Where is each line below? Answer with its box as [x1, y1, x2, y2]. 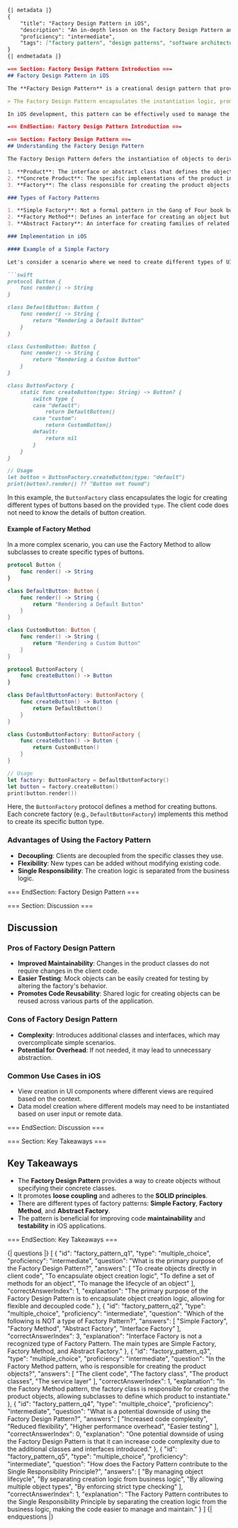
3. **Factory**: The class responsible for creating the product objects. [7, 181, 233, 188]
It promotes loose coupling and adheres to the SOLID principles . [17, 1191, 208, 1200]
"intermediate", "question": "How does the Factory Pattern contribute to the [7, 1459, 228, 1468]
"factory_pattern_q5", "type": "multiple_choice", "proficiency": [7, 1452, 188, 1461]
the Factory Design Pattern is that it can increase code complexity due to [7, 1437, 220, 1445]
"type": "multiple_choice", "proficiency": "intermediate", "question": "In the [7, 1354, 225, 1363]
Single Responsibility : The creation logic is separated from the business [17, 866, 230, 875]
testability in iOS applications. [17, 1221, 106, 1230]
